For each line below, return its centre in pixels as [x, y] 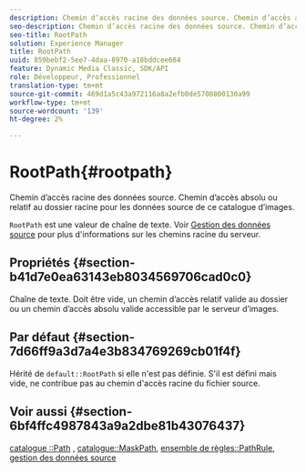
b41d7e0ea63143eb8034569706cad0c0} [131, 277]
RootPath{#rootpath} [91, 172]
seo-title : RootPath [49, 35]
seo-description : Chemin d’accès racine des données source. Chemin [142, 26]
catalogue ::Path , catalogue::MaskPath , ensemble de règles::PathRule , [142, 447]
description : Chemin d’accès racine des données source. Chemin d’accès [150, 18]
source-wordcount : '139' [56, 111]
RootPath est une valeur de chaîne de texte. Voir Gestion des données [140, 225]
